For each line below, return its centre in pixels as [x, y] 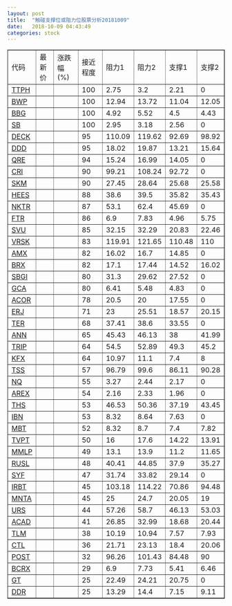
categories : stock [33, 33]
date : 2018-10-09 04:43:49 [49, 26]
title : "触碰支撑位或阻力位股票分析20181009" [68, 20]
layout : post [26, 13]
